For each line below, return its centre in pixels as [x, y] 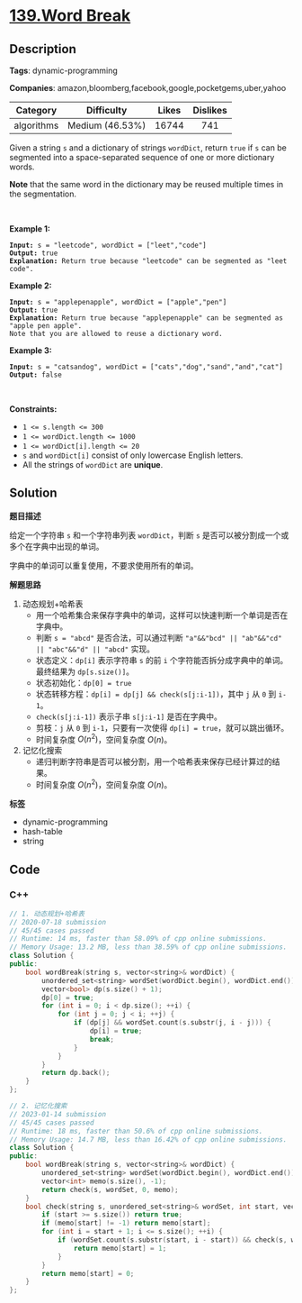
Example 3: [31, 351]
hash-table [42, 832]
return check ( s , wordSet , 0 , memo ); [110, 1189]
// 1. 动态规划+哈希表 [47, 914]
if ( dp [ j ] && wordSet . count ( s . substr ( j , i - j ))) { [172, 1023]
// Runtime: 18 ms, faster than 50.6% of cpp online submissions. [136, 1131]
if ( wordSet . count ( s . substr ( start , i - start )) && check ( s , [172, 1240]
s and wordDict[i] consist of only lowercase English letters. [133, 455]
